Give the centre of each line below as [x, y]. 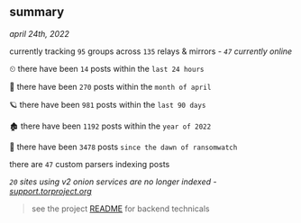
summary [37, 12]
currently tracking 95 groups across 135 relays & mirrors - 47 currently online [151, 51]
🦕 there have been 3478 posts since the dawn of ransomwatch [123, 147]
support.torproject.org [50, 191]
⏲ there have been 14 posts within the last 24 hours [107, 68]
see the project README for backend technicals [120, 209]
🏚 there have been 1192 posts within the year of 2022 [110, 126]
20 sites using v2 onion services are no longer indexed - [113, 182]
